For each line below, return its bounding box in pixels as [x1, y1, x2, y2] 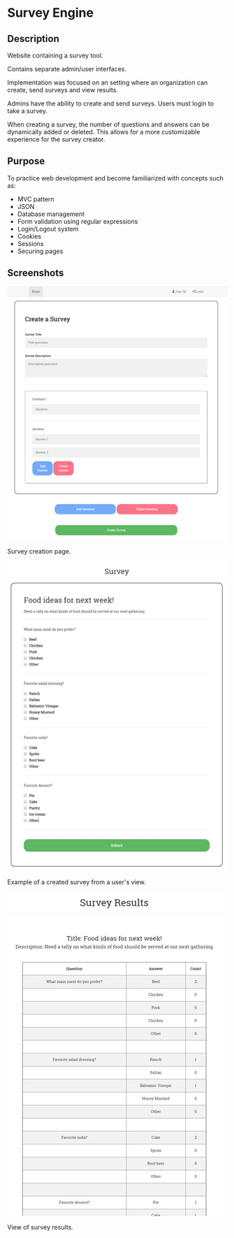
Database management [17, 210, 85, 218]
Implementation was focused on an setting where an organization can [7, 78, 208, 87]
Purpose [7, 155, 45, 167]
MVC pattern [17, 194, 54, 203]
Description [7, 33, 59, 45]
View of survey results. [7, 1223, 73, 1231]
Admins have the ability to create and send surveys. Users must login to [7, 99, 214, 108]
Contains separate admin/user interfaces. [7, 65, 127, 73]
